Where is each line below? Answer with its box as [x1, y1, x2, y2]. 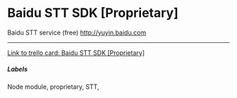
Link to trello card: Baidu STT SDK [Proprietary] [7, 48, 145, 57]
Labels [7, 65, 28, 73]
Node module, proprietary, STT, [7, 82, 99, 91]
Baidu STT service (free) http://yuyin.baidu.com [7, 28, 147, 37]
